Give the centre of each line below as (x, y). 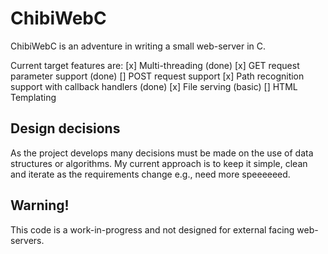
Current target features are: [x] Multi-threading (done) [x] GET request (155, 65)
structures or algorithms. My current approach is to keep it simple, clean (159, 163)
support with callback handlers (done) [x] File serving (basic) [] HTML (154, 86)
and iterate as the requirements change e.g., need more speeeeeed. (150, 174)
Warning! (40, 205)
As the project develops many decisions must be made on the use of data (162, 153)
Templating (33, 97)
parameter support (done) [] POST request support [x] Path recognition (157, 76)
